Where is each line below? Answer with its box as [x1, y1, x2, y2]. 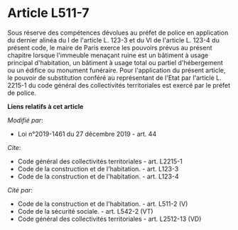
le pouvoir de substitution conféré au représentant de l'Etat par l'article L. [7, 73, 222, 82]
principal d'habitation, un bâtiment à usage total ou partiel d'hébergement [7, 58, 223, 67]
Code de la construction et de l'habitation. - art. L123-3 [17, 164, 179, 173]
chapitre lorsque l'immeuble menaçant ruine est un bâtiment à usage [7, 51, 209, 59]
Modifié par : [7, 115, 44, 125]
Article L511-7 [7, 5, 90, 21]
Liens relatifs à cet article [7, 102, 84, 110]
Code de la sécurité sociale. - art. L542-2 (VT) [17, 207, 154, 215]
